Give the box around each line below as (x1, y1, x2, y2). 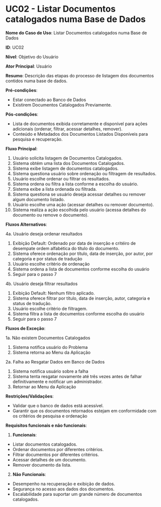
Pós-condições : (5, 111, 38, 117)
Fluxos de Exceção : (5, 325, 46, 331)
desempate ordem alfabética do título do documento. (12, 245, 120, 251)
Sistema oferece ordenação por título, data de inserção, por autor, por (12, 251, 153, 256)
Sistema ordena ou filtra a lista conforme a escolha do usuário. (12, 181, 139, 187)
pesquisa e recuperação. (12, 136, 63, 142)
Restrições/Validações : (5, 393, 54, 399)
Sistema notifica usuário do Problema (12, 344, 88, 350)
